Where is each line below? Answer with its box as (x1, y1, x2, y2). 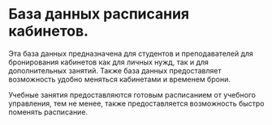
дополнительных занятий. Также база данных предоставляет (8, 65, 222, 75)
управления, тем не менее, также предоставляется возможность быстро (8, 98, 265, 108)
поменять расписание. (8, 106, 88, 117)
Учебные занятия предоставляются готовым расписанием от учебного (8, 90, 256, 99)
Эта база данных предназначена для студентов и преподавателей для (8, 48, 254, 58)
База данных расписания (8, 5, 190, 23)
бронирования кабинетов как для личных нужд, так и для (8, 57, 209, 67)
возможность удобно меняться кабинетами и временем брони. (8, 74, 231, 84)
